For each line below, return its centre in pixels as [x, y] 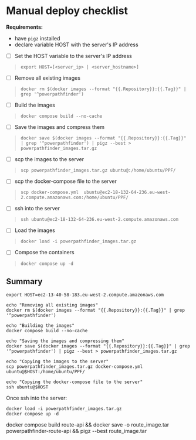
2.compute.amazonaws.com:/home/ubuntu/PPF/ [75, 197]
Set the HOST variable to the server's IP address [73, 56]
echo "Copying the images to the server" [58, 361]
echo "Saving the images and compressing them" [65, 341]
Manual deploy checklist [67, 11]
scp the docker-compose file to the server [66, 181]
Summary [24, 282]
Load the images [35, 230]
